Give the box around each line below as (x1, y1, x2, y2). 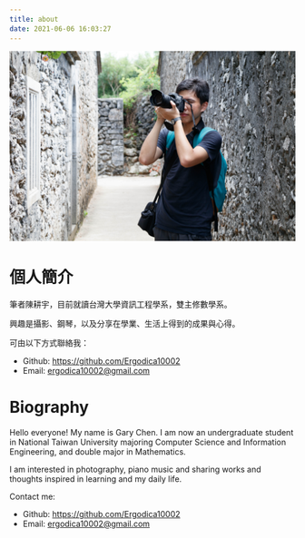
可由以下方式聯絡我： (9, 337, 89, 348)
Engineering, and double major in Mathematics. (9, 446, 186, 457)
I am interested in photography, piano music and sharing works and (9, 464, 261, 475)
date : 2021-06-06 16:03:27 (9, 24, 112, 34)
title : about (9, 15, 59, 24)
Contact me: (9, 491, 56, 503)
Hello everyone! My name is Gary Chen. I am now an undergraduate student (9, 427, 294, 438)
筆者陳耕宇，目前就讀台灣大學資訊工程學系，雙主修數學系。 (9, 299, 232, 310)
